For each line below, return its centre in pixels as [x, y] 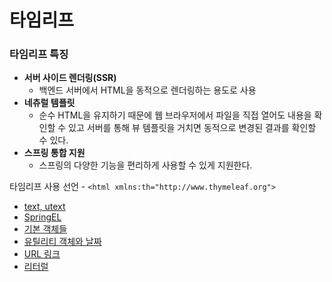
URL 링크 [42, 254]
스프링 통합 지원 [54, 153]
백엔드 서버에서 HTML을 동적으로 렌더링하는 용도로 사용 [147, 90]
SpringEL [42, 217]
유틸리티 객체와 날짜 [62, 242]
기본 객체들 [45, 229]
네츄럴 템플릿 [49, 103]
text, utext [44, 207]
